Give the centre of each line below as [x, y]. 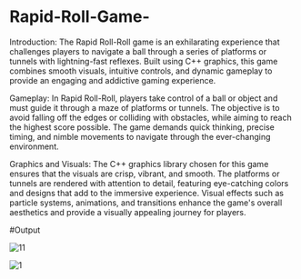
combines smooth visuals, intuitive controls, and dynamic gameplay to [141, 71]
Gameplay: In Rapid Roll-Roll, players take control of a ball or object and [144, 98]
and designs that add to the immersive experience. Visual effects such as [147, 193]
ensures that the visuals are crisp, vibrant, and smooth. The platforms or [145, 174]
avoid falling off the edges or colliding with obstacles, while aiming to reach [151, 117]
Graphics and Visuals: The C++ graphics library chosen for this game [139, 164]
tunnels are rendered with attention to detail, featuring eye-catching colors [149, 183]
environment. [34, 146]
